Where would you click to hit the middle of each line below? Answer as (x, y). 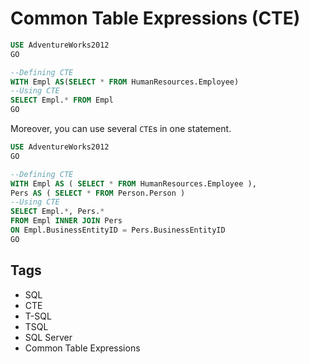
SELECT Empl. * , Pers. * (57, 212)
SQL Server (48, 337)
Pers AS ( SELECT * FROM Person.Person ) (98, 193)
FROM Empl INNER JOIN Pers (66, 221)
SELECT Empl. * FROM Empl (62, 100)
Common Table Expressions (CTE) (155, 18)
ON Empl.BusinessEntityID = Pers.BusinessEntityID (118, 230)
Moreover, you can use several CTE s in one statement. (121, 129)
